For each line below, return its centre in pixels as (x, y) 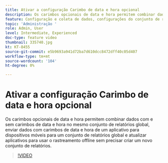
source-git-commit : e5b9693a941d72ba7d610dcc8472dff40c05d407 (71, 51)
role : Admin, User (24, 28)
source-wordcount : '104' (31, 61)
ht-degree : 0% (20, 65)
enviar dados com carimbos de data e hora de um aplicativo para (72, 130)
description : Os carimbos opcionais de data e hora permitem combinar (80, 14)
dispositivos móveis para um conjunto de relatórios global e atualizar (76, 135)
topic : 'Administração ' (31, 24)
